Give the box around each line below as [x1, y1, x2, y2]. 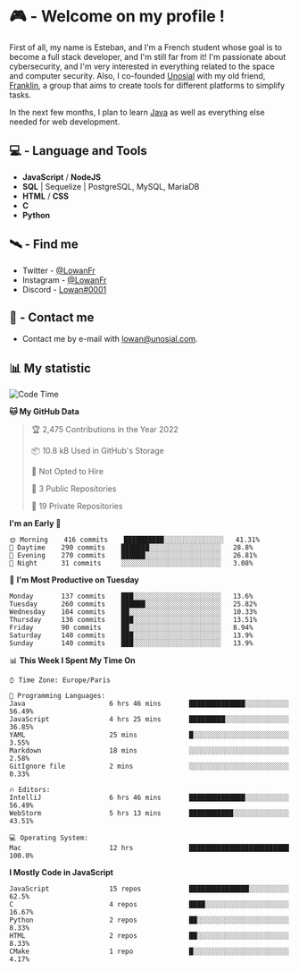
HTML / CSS [21, 191, 70, 201]
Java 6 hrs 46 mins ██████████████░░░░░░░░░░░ [9, 699, 290, 709]
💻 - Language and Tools [9, 143, 147, 158]
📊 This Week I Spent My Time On [9, 655, 136, 666]
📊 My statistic [9, 361, 92, 376]
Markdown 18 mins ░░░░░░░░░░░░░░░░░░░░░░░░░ [9, 746, 290, 755]
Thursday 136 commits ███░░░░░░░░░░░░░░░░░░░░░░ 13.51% [9, 616, 257, 625]
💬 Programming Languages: [9, 692, 105, 701]
